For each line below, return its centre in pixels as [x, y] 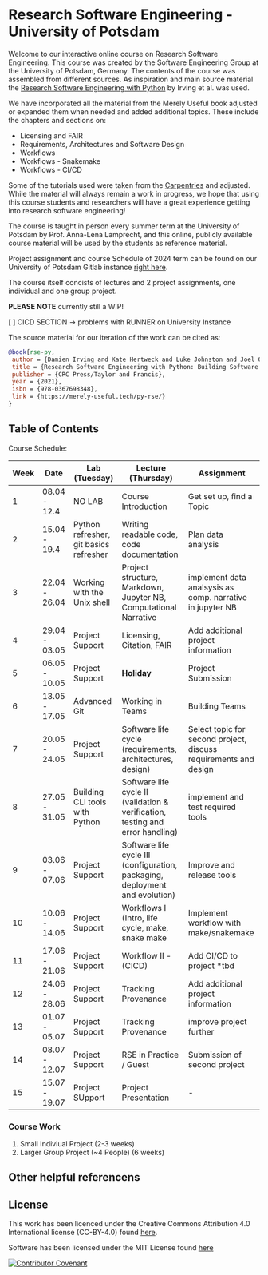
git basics [91, 544]
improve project [217, 1022]
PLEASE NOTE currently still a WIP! [66, 306]
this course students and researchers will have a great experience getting [129, 202]
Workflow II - [146, 955]
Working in [142, 701]
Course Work [35, 1126]
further [201, 1031]
